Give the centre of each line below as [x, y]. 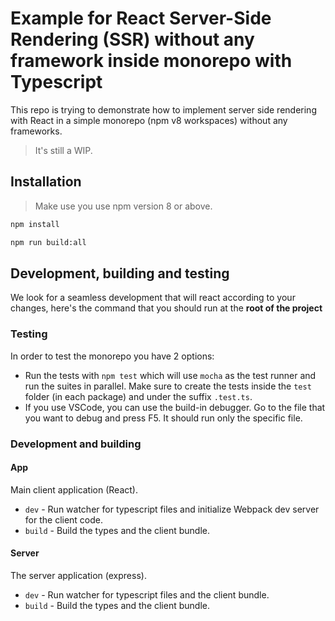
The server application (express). [78, 575]
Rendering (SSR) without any [132, 39]
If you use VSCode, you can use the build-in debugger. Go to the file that [175, 407]
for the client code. [64, 519]
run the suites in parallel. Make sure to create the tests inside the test [168, 386]
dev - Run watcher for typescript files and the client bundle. [147, 594]
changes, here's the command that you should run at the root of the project [166, 308]
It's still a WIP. [63, 150]
